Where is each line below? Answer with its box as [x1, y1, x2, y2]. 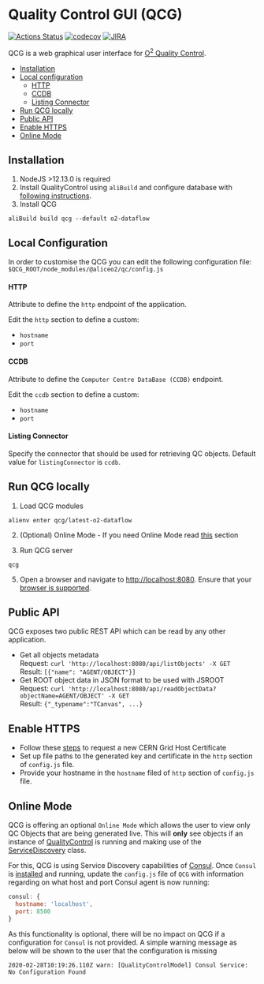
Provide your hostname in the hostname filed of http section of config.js [19, 768, 255, 778]
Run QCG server [19, 545, 73, 555]
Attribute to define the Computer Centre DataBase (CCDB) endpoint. [8, 374, 224, 383]
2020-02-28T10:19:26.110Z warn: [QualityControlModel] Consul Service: [8, 961, 248, 969]
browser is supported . [19, 582, 92, 593]
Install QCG [19, 200, 57, 209]
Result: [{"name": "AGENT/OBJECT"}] [19, 667, 136, 676]
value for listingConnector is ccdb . [8, 457, 121, 466]
